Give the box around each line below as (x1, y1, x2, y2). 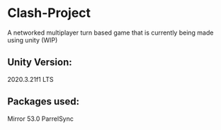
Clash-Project (7, 5, 91, 21)
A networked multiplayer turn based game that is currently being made (7, 28, 214, 37)
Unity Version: (7, 57, 72, 69)
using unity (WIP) (7, 35, 58, 44)
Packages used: (7, 95, 80, 107)
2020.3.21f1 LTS (7, 75, 55, 83)
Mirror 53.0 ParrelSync (7, 114, 74, 123)
